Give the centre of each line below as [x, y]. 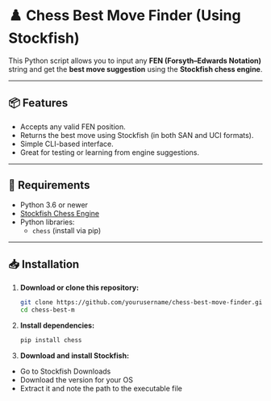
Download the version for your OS [76, 380]
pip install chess [51, 340]
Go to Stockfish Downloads [65, 371]
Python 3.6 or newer [54, 205]
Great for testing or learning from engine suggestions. [110, 152]
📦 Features [38, 103]
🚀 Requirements [49, 185]
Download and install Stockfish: [75, 355]
